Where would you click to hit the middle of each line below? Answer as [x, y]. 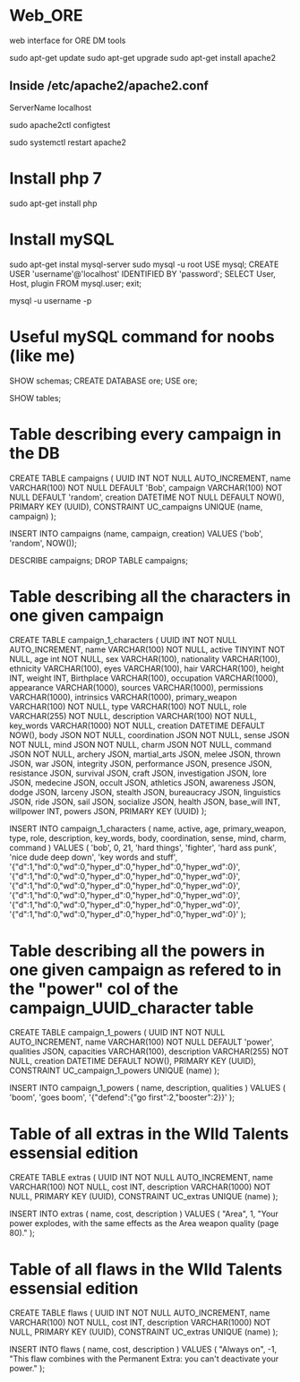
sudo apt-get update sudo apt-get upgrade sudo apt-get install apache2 [142, 57]
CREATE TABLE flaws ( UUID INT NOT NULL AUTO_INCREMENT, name [140, 1313]
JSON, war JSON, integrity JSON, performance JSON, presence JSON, [141, 764]
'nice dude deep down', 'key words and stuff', [93, 857]
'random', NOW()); [43, 543]
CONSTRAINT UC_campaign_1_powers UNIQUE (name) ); [115, 1070]
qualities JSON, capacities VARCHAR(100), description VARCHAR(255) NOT [149, 1052]
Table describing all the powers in [137, 951]
